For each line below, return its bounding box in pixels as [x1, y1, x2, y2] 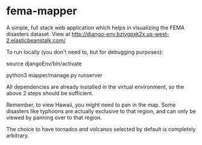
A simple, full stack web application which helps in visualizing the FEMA [6, 24, 185, 31]
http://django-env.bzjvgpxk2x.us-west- [71, 30, 169, 37]
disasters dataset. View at [6, 30, 71, 37]
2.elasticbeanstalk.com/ [6, 37, 66, 44]
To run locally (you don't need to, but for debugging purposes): [6, 48, 163, 55]
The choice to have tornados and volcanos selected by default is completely [6, 125, 196, 132]
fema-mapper [6, 4, 77, 18]
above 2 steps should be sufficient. [6, 89, 93, 96]
